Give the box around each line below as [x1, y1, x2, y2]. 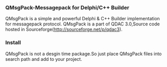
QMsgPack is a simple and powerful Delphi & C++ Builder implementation [5, 16, 160, 22]
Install [5, 39, 21, 46]
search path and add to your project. [5, 56, 83, 62]
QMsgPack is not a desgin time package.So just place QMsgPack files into [5, 50, 162, 57]
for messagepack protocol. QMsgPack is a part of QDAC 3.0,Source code [5, 21, 160, 27]
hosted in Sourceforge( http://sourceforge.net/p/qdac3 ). [5, 26, 123, 32]
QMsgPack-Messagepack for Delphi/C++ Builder [5, 4, 129, 11]
